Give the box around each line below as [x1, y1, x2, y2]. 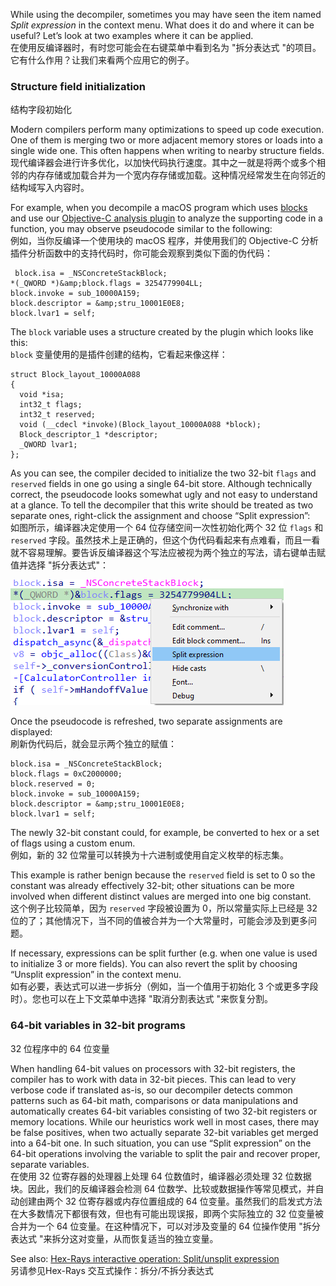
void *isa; [19, 390, 65, 400]
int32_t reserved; [19, 410, 97, 420]
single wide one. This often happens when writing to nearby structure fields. [10, 145, 325, 157]
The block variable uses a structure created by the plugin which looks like [10, 326, 314, 338]
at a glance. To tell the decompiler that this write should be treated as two [10, 499, 314, 511]
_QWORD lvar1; [19, 440, 78, 450]
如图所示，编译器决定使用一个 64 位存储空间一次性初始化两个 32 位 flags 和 [10, 522, 324, 534]
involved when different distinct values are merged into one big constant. [10, 890, 312, 903]
